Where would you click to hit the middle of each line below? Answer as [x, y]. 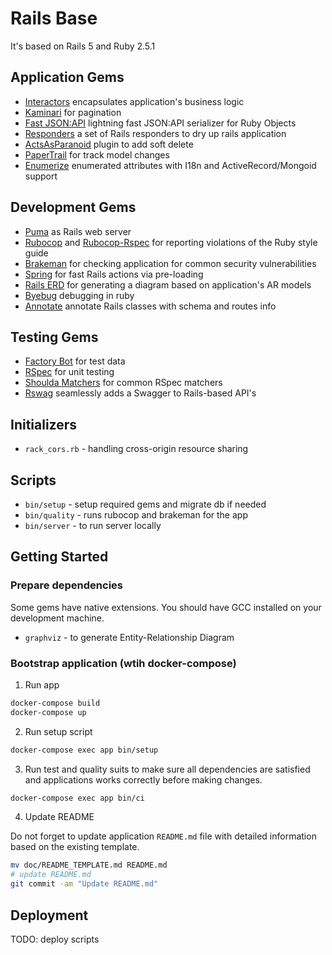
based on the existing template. [75, 847]
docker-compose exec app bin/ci [77, 798]
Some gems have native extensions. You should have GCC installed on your [166, 607]
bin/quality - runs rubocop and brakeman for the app [136, 515]
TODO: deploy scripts [55, 939]
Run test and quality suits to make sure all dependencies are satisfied [167, 769]
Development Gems [73, 207]
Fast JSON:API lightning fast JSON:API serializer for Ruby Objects [160, 123]
